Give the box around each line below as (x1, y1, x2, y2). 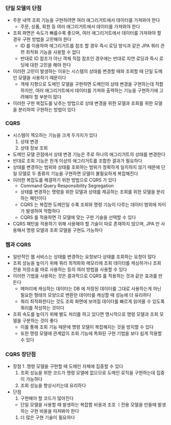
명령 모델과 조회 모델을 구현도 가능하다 (26, 227, 103, 233)
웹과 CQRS (5, 241, 32, 248)
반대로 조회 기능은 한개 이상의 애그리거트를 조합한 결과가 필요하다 (12, 158, 142, 164)
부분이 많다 (39, 94, 62, 100)
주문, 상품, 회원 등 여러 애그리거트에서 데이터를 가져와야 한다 (20, 24, 140, 30)
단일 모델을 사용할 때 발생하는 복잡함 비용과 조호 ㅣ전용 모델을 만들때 (20, 401, 157, 408)
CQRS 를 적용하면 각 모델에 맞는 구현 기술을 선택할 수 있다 (20, 214, 136, 220)
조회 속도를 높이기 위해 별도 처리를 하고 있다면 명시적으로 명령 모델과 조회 (12, 311, 159, 317)
